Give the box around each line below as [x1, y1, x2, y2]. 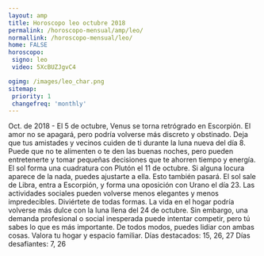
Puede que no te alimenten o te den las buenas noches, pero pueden [8, 147, 234, 156]
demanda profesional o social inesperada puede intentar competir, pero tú [8, 214, 251, 224]
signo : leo [11, 56, 48, 64]
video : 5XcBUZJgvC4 [11, 63, 77, 71]
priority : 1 [11, 92, 52, 100]
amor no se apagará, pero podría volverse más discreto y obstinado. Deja [8, 130, 248, 139]
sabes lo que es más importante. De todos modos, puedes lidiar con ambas [8, 223, 255, 232]
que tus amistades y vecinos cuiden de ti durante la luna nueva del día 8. [8, 138, 246, 147]
